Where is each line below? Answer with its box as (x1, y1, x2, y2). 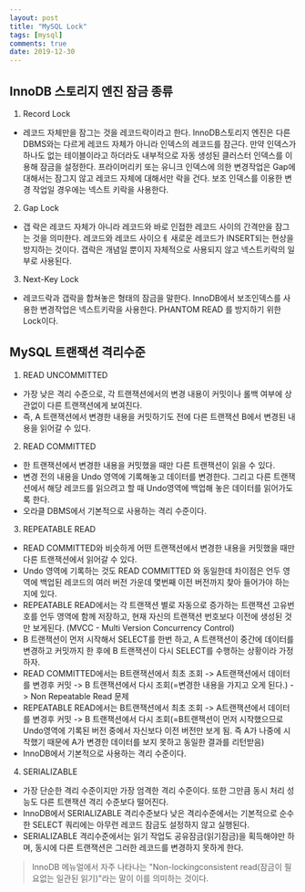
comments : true (9, 38, 67, 48)
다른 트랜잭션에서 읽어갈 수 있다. (22, 553, 137, 564)
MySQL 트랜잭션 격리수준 (9, 344, 146, 361)
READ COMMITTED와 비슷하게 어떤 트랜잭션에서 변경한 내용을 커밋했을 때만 (22, 542, 296, 553)
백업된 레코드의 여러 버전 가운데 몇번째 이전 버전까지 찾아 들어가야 (39, 576, 273, 587)
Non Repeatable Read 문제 (30, 690, 129, 701)
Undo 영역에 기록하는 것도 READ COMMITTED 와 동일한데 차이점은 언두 (22, 565, 281, 576)
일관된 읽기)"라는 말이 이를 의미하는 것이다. (56, 873, 209, 884)
